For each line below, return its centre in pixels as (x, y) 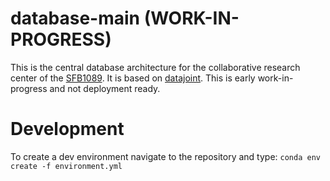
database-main (75, 18)
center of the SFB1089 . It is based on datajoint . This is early (133, 78)
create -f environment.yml (66, 166)
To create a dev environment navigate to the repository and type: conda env (165, 156)
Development (67, 129)
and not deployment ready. (105, 88)
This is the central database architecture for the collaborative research (155, 67)
